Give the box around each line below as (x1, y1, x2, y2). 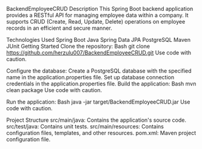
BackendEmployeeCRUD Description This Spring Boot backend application (6, 5, 194, 12)
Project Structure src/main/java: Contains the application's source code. (6, 116, 187, 124)
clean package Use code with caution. (6, 87, 103, 93)
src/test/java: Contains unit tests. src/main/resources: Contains (6, 123, 164, 130)
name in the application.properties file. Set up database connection (6, 74, 175, 81)
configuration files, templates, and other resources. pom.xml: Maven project (6, 130, 196, 136)
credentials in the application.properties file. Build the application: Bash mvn (6, 80, 197, 87)
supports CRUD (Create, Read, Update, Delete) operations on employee (6, 18, 186, 25)
